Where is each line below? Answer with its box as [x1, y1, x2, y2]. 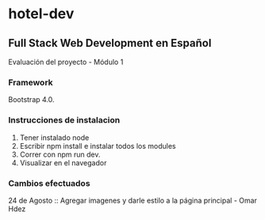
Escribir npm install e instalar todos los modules [19, 141, 176, 150]
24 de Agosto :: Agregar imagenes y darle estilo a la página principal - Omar [8, 195, 258, 205]
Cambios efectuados [8, 177, 90, 188]
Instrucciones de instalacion [8, 115, 121, 126]
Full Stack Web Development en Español [8, 36, 212, 50]
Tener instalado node [19, 132, 90, 142]
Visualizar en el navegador [19, 157, 107, 167]
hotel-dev [8, 5, 75, 23]
